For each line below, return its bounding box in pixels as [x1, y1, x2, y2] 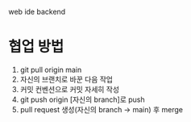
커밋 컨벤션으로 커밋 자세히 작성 [19, 84, 119, 94]
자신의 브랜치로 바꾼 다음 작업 [19, 74, 113, 84]
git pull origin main [19, 65, 82, 74]
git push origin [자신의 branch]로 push [19, 95, 145, 104]
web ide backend [8, 7, 66, 16]
